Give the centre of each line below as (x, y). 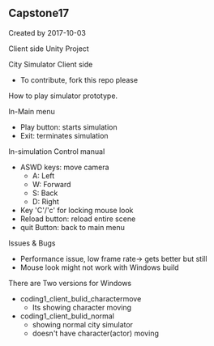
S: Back (45, 193)
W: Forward (51, 184)
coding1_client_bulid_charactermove (81, 298)
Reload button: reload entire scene (78, 219)
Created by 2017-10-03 (47, 32)
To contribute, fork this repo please (79, 79)
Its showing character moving (82, 307)
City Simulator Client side (51, 64)
